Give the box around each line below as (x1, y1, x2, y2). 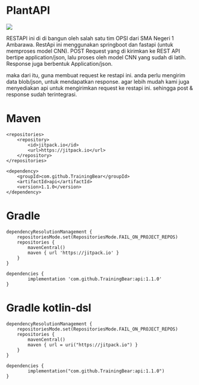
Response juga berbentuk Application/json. (6, 60, 113, 67)
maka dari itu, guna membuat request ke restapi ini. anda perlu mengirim (6, 71, 186, 78)
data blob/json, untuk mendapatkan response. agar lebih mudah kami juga (6, 78, 190, 85)
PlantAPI (6, 4, 50, 17)
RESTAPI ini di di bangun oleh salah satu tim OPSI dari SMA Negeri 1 (6, 34, 174, 42)
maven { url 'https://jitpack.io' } (28, 250, 119, 256)
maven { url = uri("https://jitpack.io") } (28, 342, 138, 348)
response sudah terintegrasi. (6, 90, 77, 98)
